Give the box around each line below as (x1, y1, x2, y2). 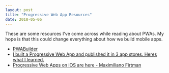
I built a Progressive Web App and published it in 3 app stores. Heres (12, 51, 157, 57)
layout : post (5, 7, 33, 13)
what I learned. (12, 57, 44, 63)
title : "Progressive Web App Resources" (5, 12, 93, 17)
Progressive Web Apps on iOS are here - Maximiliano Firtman (12, 62, 142, 68)
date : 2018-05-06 (5, 17, 42, 22)
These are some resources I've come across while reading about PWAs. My (5, 31, 164, 37)
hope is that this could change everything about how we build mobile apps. (5, 36, 163, 42)
